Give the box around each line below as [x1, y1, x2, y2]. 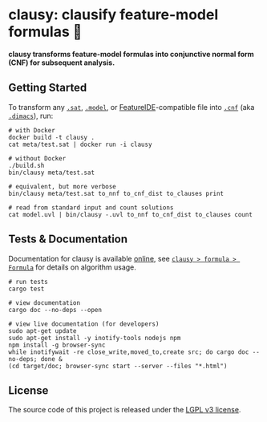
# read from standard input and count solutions [8, 203, 174, 212]
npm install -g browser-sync [8, 341, 106, 349]
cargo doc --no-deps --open [8, 306, 103, 314]
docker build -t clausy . [8, 133, 95, 141]
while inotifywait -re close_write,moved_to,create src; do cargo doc [8, 347, 249, 356]
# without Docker [8, 154, 67, 162]
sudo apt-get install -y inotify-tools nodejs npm [8, 334, 181, 342]
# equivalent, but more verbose [8, 182, 116, 190]
